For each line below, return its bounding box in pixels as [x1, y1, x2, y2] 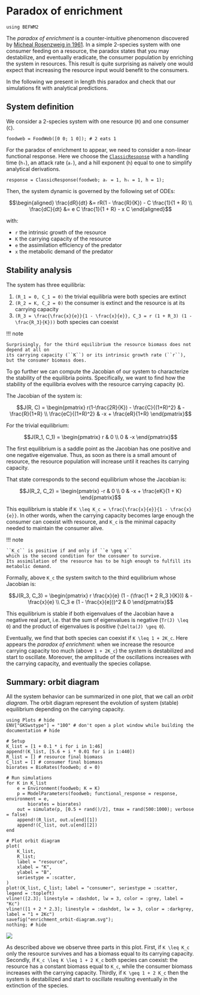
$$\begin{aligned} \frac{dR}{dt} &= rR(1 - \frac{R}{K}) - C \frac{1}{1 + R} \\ [8, 199, 193, 206]
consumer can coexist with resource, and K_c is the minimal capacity [6, 518, 176, 525]
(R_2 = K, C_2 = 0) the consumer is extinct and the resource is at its [14, 299, 186, 306]
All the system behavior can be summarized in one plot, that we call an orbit [6, 693, 193, 700]
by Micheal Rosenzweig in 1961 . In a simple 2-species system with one [6, 41, 181, 48]
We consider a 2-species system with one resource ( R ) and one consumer [6, 118, 189, 125]
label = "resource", [17, 859, 68, 865]
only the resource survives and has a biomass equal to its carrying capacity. [6, 950, 195, 957]
